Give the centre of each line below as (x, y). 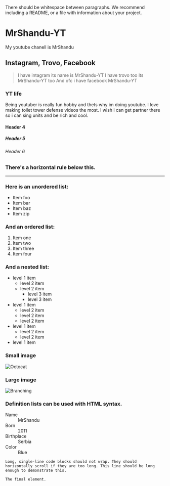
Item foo (21, 197)
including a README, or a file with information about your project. (74, 13)
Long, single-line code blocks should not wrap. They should (71, 462)
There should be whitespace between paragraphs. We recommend (75, 7)
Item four (22, 254)
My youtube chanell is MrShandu (40, 47)
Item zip (21, 213)
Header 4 (15, 127)
